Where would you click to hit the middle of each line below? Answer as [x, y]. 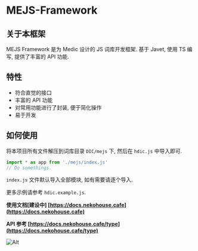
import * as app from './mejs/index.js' [57, 162]
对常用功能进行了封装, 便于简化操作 [58, 107]
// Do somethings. [29, 168]
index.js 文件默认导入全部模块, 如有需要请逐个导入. [69, 180]
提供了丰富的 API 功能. [42, 57]
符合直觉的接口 [33, 92]
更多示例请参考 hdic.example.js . [46, 192]
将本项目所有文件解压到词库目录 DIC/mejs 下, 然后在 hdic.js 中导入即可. [94, 151]
